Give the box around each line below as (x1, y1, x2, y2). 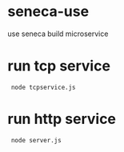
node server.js (10, 136, 62, 144)
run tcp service (7, 57, 111, 75)
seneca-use (7, 2, 90, 21)
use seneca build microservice (7, 29, 109, 38)
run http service (7, 110, 117, 128)
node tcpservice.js (10, 83, 77, 91)
